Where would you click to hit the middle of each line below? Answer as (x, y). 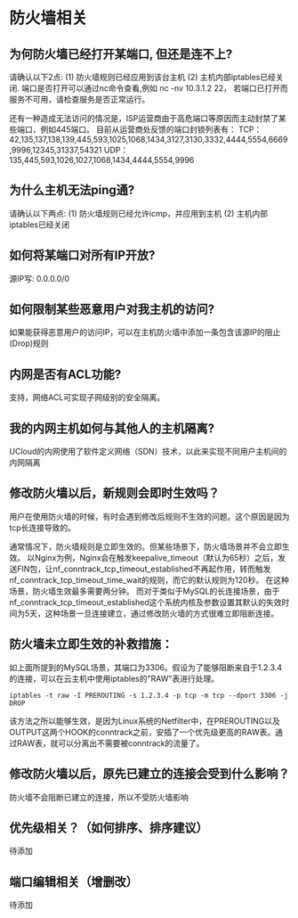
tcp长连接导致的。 (43, 528)
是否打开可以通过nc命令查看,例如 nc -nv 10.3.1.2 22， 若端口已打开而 (162, 88)
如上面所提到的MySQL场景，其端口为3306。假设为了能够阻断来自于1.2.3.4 (146, 667)
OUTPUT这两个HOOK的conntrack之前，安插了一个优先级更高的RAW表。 (142, 732)
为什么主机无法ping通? (72, 190)
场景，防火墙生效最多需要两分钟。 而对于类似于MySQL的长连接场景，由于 (145, 591)
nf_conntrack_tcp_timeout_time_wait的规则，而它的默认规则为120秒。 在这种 (149, 579)
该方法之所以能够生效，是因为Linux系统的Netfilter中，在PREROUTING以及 (145, 721)
